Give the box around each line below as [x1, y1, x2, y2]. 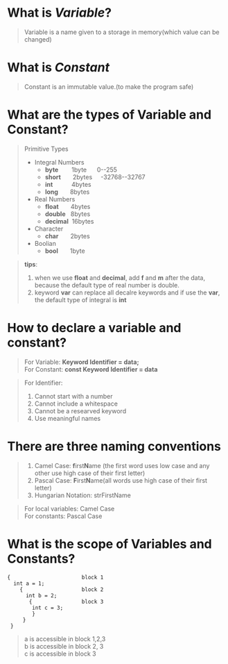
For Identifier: [24, 379, 63, 387]
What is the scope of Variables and [7, 536, 213, 551]
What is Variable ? [7, 5, 112, 21]
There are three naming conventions [7, 438, 222, 454]
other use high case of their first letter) [34, 469, 146, 477]
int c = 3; [32, 604, 64, 611]
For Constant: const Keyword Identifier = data [24, 365, 158, 373]
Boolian [34, 239, 57, 247]
